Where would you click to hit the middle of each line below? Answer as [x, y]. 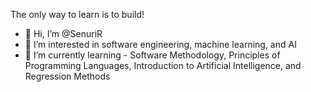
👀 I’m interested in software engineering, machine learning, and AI [160, 44]
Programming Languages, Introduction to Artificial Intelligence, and [163, 65]
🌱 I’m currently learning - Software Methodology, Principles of [152, 55]
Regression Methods [67, 76]
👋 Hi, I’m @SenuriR [63, 33]
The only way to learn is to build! [77, 14]
